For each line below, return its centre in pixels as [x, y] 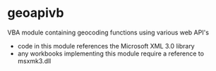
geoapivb [36, 13]
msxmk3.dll [34, 60]
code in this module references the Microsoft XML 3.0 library [106, 46]
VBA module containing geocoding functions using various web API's [108, 32]
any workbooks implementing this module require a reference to [111, 53]
